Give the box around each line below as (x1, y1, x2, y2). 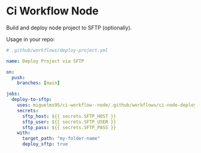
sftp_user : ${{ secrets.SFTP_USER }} (22, 119, 117, 125)
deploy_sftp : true (22, 141, 68, 148)
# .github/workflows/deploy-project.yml (6, 47, 109, 53)
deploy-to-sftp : (11, 97, 52, 103)
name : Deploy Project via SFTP (6, 58, 84, 64)
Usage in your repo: (6, 35, 55, 43)
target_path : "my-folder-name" (22, 136, 100, 142)
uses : (17, 102, 31, 109)
